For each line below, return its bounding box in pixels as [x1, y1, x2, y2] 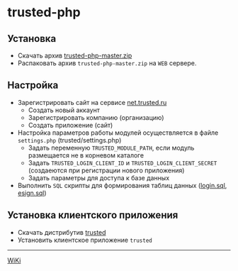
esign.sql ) [17, 189, 47, 197]
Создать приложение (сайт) [28, 121, 113, 129]
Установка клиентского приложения [7, 209, 178, 221]
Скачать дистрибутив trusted [17, 228, 106, 236]
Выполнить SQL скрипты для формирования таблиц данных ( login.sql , [17, 181, 227, 189]
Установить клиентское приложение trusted [17, 236, 152, 244]
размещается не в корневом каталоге [28, 150, 144, 160]
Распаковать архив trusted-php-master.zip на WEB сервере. [17, 59, 197, 67]
